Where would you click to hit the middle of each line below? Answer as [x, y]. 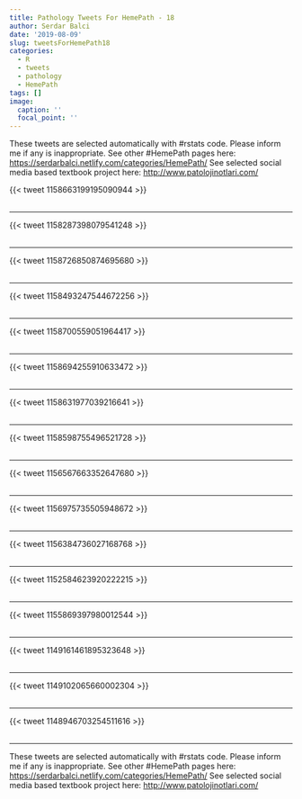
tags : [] [26, 93]
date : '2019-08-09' [46, 34]
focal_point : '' [48, 118]
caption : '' [40, 110]
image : [22, 101]
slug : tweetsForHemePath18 [60, 43]
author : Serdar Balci [50, 26]
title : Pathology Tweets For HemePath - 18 [92, 18]
